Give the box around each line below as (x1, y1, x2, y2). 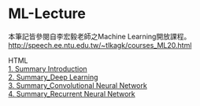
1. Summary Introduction (8, 64, 88, 73)
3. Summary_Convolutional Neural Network (8, 80, 147, 90)
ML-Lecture (8, 5, 87, 23)
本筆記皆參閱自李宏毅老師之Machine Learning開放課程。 (8, 31, 191, 41)
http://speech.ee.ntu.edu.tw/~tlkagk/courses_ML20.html (8, 40, 192, 49)
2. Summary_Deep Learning (8, 72, 98, 82)
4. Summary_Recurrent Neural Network (8, 89, 135, 98)
